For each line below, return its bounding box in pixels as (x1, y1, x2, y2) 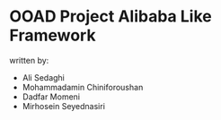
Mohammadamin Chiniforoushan (22, 81, 144, 92)
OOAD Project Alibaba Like (9, 6, 213, 27)
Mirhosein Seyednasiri (22, 100, 106, 111)
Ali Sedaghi (22, 72, 66, 82)
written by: (9, 55, 49, 65)
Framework (9, 25, 96, 46)
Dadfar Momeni (22, 91, 81, 102)
